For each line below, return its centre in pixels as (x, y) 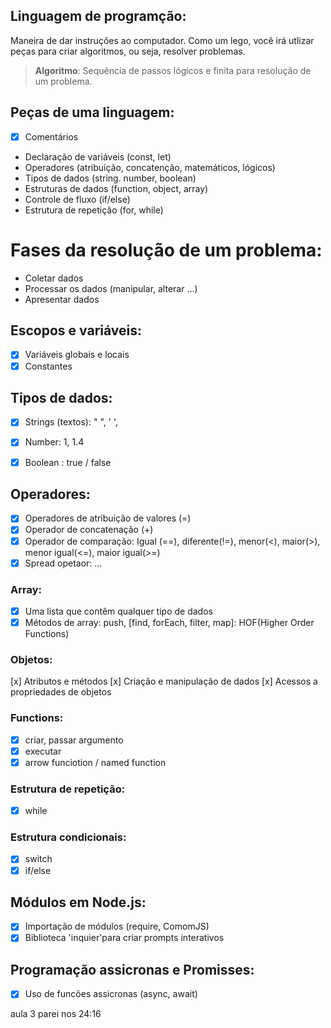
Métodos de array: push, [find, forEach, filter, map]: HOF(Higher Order (169, 622)
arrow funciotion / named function (95, 762)
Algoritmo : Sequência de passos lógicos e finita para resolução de (173, 70)
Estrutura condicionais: (68, 837)
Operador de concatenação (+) (89, 530)
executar (43, 751)
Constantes (48, 366)
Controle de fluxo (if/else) (77, 199)
